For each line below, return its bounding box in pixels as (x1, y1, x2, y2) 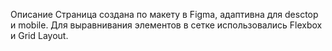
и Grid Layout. (10, 30, 69, 41)
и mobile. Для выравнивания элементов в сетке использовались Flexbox (10, 19, 323, 31)
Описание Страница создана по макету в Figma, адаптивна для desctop (10, 9, 319, 20)
